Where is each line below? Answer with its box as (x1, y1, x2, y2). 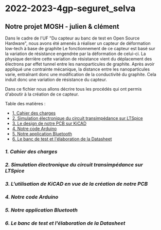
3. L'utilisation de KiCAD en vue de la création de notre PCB (5, 180, 148, 187)
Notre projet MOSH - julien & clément (5, 22, 119, 31)
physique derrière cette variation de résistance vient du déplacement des (5, 56, 152, 61)
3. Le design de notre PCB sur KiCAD (12, 120, 87, 126)
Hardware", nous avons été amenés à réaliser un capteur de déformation (5, 40, 151, 46)
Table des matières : (5, 101, 46, 106)
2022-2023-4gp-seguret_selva (5, 3, 136, 14)
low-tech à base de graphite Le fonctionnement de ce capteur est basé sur (5, 46, 156, 51)
